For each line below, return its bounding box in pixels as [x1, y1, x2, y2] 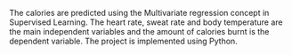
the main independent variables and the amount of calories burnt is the [9, 27, 270, 36]
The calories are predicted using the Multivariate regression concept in [9, 8, 270, 18]
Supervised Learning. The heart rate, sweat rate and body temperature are [9, 17, 283, 27]
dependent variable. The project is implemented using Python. [9, 35, 238, 46]
